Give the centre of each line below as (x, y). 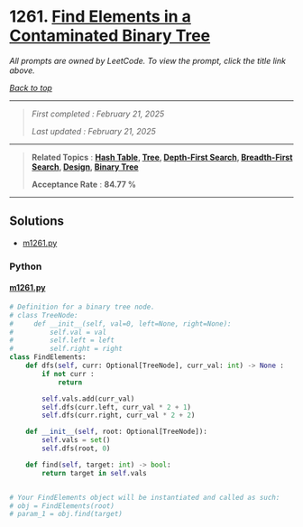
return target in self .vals (94, 473)
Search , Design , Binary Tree (85, 166)
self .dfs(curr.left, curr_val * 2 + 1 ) (117, 407)
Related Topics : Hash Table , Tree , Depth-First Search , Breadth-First (162, 157)
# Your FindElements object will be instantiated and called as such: (145, 497)
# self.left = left (62, 340)
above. (22, 70)
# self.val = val (58, 332)
